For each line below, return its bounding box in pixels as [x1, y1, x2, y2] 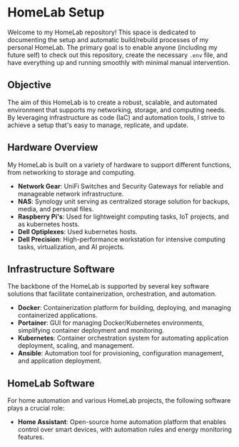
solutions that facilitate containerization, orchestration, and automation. [7, 290, 217, 298]
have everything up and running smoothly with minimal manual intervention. [7, 58, 230, 66]
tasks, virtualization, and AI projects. [17, 242, 125, 251]
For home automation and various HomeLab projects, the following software [7, 396, 231, 405]
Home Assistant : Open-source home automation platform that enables [17, 418, 227, 426]
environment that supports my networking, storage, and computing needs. [7, 105, 226, 114]
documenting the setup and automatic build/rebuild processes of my [7, 35, 209, 44]
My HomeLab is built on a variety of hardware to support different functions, [7, 160, 232, 169]
